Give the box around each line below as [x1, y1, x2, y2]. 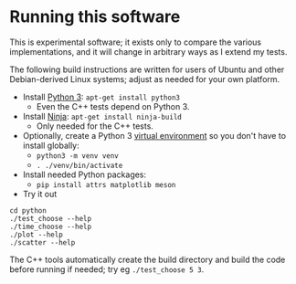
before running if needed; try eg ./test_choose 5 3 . [9, 263, 205, 275]
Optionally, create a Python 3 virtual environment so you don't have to [22, 130, 286, 141]
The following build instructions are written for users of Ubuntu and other [9, 64, 285, 75]
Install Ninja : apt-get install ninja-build [22, 110, 183, 121]
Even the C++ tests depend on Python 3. [36, 100, 190, 111]
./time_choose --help [9, 222, 92, 231]
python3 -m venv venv [36, 151, 119, 161]
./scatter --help [9, 237, 76, 247]
